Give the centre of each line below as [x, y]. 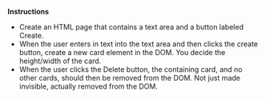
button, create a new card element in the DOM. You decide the [122, 52]
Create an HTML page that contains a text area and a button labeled [131, 27]
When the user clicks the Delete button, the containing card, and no [131, 69]
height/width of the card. [60, 61]
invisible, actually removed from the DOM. [88, 86]
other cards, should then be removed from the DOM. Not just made [130, 78]
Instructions [28, 12]
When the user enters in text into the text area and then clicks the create [138, 44]
